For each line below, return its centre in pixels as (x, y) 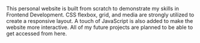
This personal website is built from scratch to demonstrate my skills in (92, 9)
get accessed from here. (37, 34)
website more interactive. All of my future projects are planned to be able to (100, 27)
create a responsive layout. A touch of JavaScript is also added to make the (100, 21)
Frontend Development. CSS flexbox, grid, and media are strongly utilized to (100, 15)
